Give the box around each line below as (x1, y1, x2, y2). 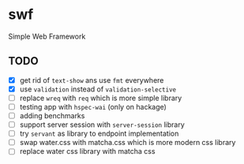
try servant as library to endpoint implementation (19, 129, 179, 139)
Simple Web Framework (8, 32, 86, 41)
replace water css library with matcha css (19, 147, 156, 156)
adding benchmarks (19, 111, 85, 120)
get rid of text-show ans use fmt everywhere (19, 75, 164, 84)
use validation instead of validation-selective (19, 84, 176, 94)
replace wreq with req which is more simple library (19, 93, 182, 102)
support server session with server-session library (19, 120, 185, 129)
